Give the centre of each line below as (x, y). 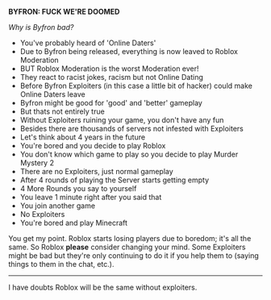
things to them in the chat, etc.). (61, 264)
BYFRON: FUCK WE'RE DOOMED (64, 12)
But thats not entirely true (62, 111)
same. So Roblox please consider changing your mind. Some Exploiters (127, 247)
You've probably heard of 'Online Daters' (88, 43)
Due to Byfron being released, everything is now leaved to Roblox (129, 51)
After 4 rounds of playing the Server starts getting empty (115, 180)
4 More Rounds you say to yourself (78, 188)
